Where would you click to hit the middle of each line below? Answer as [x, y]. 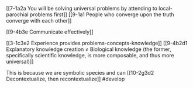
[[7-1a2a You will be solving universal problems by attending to [82, 8]
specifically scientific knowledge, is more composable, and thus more [90, 55]
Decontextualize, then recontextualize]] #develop [66, 79]
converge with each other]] [39, 21]
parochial [17, 14]
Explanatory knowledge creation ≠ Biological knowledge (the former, [89, 49]
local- [166, 8]
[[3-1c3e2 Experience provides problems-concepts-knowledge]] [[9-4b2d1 [97, 43]
